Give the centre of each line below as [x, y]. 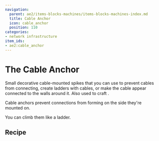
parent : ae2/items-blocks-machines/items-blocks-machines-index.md [79, 14]
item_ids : [15, 41]
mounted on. [18, 108]
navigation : [17, 9]
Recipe [16, 132]
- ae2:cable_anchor [25, 46]
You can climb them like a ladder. [38, 117]
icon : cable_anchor [29, 23]
